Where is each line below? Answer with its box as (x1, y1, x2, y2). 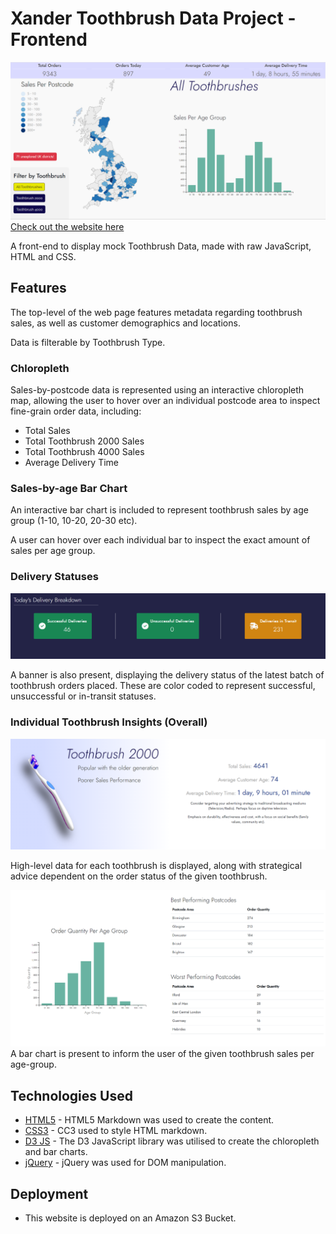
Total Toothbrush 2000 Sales (24, 435, 145, 447)
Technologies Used (10, 1087, 133, 1104)
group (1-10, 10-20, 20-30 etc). (10, 515, 138, 527)
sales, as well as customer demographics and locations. (10, 317, 241, 329)
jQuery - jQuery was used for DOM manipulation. (24, 1157, 227, 1169)
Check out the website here (10, 220, 125, 232)
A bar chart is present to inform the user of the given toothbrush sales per (10, 1048, 315, 1060)
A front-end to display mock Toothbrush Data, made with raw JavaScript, (10, 240, 312, 252)
